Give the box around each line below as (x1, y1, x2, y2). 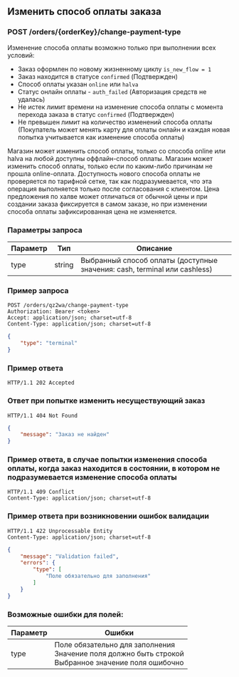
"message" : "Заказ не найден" (20, 431, 110, 438)
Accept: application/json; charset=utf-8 (7, 314, 132, 321)
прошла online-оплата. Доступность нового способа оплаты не (7, 169, 201, 177)
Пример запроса (7, 285, 69, 295)
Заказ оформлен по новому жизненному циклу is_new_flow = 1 (17, 64, 212, 73)
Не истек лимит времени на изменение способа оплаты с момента (17, 103, 223, 111)
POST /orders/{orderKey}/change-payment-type (7, 27, 181, 37)
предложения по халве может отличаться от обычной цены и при (7, 192, 208, 200)
